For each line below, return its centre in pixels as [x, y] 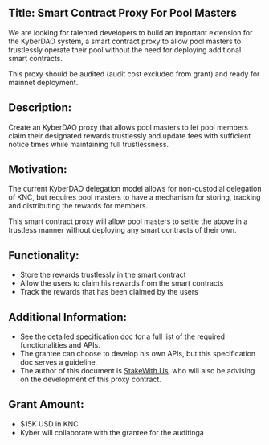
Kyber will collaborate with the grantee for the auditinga [112, 432]
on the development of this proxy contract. [91, 379]
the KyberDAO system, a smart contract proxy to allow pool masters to [125, 41]
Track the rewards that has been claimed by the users [109, 292]
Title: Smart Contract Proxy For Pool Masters [122, 13]
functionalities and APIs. [60, 345]
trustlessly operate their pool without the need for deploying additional [125, 49]
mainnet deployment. [43, 82]
